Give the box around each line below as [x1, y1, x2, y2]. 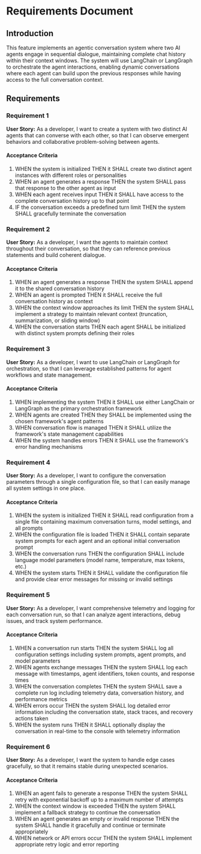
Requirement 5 [6, 591, 50, 599]
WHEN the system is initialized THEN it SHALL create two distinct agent [14, 165, 192, 172]
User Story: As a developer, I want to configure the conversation [6, 472, 166, 479]
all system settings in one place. [6, 484, 86, 492]
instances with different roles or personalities [14, 172, 127, 179]
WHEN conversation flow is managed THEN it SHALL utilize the [14, 424, 172, 431]
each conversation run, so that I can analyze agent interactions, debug [6, 611, 181, 618]
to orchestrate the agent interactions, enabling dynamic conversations [6, 63, 180, 70]
